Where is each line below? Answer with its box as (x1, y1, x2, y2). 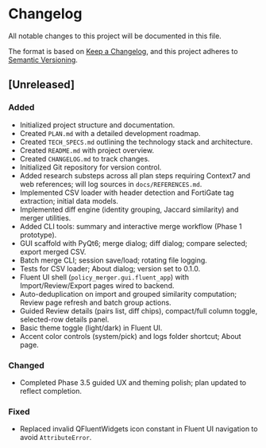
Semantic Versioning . (8, 55, 78, 64)
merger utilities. (19, 212, 71, 223)
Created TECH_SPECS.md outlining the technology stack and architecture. (19, 137, 253, 146)
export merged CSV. (19, 247, 87, 256)
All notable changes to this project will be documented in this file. (8, 31, 222, 41)
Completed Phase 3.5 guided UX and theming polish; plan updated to (19, 377, 247, 387)
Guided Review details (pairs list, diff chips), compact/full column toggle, (19, 306, 258, 315)
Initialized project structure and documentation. (19, 120, 175, 130)
